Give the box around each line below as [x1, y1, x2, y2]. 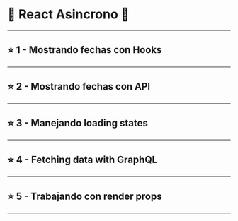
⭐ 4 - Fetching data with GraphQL [7, 153, 158, 165]
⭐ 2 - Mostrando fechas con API [7, 80, 151, 92]
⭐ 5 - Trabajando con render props [7, 190, 162, 202]
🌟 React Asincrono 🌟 [7, 6, 130, 23]
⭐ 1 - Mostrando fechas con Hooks [7, 44, 162, 56]
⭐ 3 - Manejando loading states [7, 117, 149, 129]
